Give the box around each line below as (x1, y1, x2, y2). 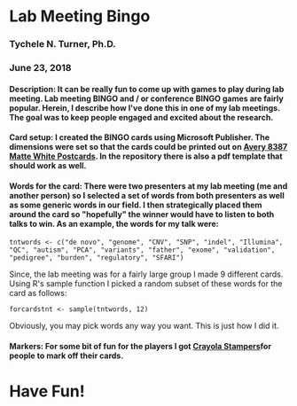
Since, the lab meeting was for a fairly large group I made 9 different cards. (9, 269, 284, 280)
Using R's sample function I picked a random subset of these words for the (9, 278, 283, 289)
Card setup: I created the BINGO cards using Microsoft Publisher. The (9, 132, 270, 143)
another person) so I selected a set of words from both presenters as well (9, 190, 285, 200)
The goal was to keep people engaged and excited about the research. (9, 112, 274, 122)
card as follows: (9, 288, 67, 299)
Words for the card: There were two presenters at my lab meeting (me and (9, 180, 288, 191)
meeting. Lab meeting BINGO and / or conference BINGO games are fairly (9, 93, 284, 104)
